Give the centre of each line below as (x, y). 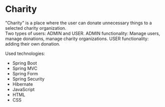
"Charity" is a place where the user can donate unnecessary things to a (79, 23)
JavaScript (23, 89)
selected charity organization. (36, 28)
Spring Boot (25, 63)
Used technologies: (25, 53)
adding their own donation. (33, 44)
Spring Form (25, 73)
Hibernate (23, 84)
